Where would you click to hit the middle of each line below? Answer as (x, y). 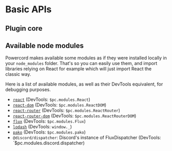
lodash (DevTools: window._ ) (42, 127)
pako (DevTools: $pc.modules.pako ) (49, 132)
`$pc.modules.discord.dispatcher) (49, 143)
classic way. (18, 74)
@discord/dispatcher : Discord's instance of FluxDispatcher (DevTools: (87, 138)
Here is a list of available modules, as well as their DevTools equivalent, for (84, 84)
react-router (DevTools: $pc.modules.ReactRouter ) (66, 111)
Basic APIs (28, 9)
